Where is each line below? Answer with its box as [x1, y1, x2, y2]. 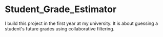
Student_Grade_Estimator [5, 4, 117, 15]
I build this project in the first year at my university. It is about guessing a [5, 20, 158, 26]
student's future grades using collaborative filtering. [5, 25, 115, 31]
